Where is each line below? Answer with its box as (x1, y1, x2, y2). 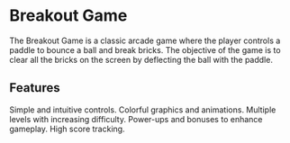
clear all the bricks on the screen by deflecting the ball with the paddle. (9, 54, 273, 65)
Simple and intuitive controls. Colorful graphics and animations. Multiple (9, 104, 276, 115)
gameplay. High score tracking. (9, 123, 125, 134)
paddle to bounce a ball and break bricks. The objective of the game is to (9, 44, 281, 55)
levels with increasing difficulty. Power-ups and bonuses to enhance (9, 113, 263, 124)
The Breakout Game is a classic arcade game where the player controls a (9, 35, 281, 46)
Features (9, 80, 60, 95)
